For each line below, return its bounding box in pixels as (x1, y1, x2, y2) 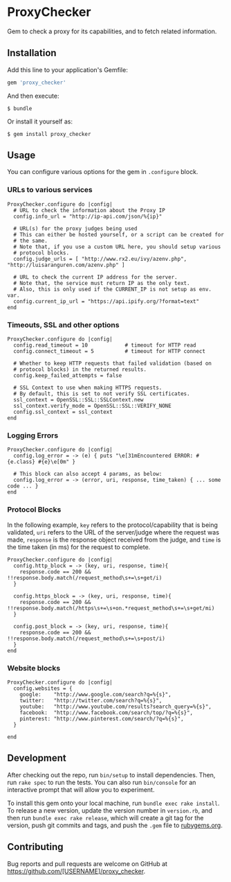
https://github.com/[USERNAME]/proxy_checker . (7, 867, 146, 875)
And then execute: (7, 92, 59, 100)
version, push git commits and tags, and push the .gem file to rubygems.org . (7, 821, 223, 829)
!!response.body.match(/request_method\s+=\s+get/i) (7, 574, 163, 581)
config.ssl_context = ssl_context (13, 408, 113, 416)
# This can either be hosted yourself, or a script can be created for (13, 231, 225, 238)
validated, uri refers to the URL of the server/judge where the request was (7, 528, 220, 536)
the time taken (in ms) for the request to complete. (7, 542, 151, 551)
